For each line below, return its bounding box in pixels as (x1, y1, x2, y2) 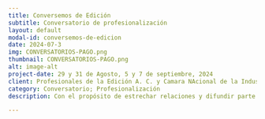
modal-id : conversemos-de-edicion (8, 33, 122, 42)
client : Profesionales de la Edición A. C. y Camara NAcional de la (8, 77, 238, 85)
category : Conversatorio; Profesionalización (8, 84, 160, 93)
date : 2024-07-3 (8, 41, 62, 49)
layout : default (8, 26, 62, 34)
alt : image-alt (8, 63, 58, 71)
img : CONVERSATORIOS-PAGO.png (8, 48, 108, 56)
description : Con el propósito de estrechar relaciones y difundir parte (8, 92, 256, 100)
